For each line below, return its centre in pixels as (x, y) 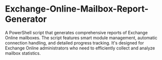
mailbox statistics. (23, 53)
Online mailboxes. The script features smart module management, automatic (81, 38)
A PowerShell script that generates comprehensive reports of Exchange (76, 32)
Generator (26, 19)
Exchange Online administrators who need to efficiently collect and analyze (80, 48)
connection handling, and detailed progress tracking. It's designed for (74, 43)
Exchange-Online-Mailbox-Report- (77, 9)
